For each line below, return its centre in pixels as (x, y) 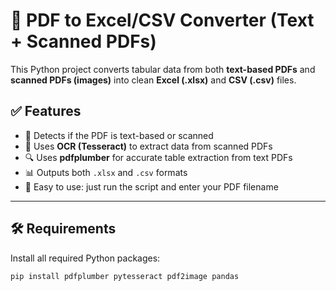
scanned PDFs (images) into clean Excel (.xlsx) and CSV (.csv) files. (153, 80)
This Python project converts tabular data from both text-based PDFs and (163, 69)
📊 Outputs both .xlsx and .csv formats (106, 172)
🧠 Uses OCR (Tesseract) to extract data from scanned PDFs (148, 146)
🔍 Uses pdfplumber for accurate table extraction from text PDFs (158, 157)
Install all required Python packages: (85, 258)
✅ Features (46, 111)
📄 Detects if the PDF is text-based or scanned (119, 135)
